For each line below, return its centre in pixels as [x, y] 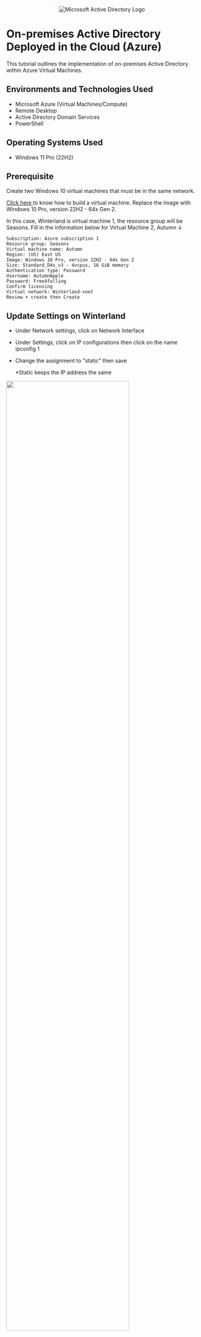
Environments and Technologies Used [80, 89]
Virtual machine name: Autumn [45, 250]
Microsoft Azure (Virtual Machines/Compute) [71, 104]
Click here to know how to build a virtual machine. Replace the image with [99, 203]
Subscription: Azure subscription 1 [53, 239]
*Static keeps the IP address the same [63, 373]
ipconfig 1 [27, 349]
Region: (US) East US [34, 255]
